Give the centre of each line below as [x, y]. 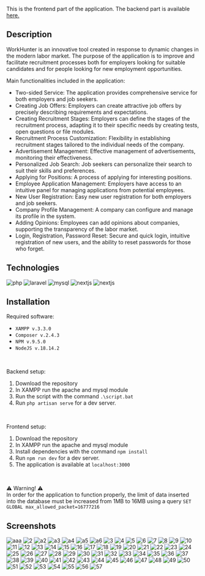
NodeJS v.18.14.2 [37, 348]
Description [29, 35]
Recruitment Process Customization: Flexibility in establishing [93, 138]
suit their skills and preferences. [55, 170]
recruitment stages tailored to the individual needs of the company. [100, 144]
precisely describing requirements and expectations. [81, 112]
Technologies [33, 268]
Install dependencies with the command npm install [81, 452]
